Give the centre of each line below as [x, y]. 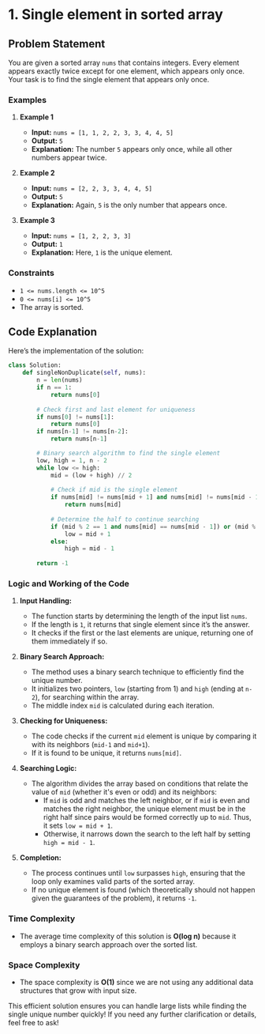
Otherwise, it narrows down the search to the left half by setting [147, 834]
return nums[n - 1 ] [79, 439]
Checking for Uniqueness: [63, 721]
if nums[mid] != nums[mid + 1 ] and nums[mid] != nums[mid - [151, 497]
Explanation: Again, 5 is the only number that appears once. [129, 205]
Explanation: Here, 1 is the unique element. [102, 253]
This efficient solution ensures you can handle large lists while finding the [127, 1006]
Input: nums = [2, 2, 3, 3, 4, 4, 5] [91, 188]
